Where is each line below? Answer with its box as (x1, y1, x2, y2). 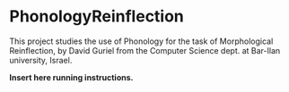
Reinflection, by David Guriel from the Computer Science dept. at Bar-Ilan (9, 45, 281, 55)
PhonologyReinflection (9, 6, 184, 27)
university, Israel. (9, 54, 73, 65)
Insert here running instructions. (9, 71, 134, 82)
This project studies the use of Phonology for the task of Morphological (9, 36, 274, 46)
